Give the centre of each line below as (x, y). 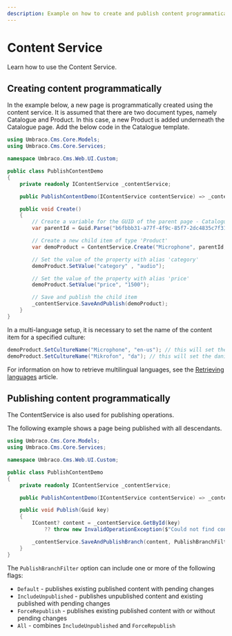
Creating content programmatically (85, 88)
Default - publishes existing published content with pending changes (116, 588)
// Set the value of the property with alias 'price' (111, 278)
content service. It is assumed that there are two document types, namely (112, 113)
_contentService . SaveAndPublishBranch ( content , (101, 542)
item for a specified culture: (47, 337)
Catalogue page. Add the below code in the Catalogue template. (98, 127)
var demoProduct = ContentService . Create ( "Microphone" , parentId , (129, 247)
